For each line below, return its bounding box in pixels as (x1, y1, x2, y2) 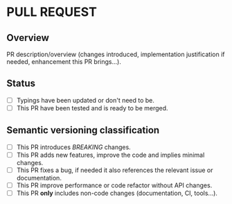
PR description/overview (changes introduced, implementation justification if (6, 50, 225, 58)
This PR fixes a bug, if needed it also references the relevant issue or (16, 166, 213, 174)
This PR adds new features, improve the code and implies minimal (16, 151, 205, 159)
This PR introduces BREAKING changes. (16, 143, 131, 151)
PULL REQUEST (6, 4, 98, 20)
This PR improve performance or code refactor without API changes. (16, 181, 213, 189)
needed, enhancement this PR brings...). (6, 58, 122, 66)
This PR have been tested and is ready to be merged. (16, 103, 168, 112)
